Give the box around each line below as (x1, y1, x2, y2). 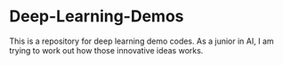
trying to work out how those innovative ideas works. (9, 45, 204, 55)
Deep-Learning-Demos (9, 6, 184, 27)
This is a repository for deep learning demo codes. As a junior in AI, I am (9, 36, 274, 46)
